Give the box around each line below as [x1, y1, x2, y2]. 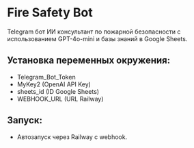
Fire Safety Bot [7, 5, 94, 21]
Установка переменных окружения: [7, 55, 171, 66]
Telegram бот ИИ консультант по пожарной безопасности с [7, 27, 181, 36]
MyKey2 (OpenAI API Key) [16, 80, 91, 88]
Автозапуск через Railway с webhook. [16, 132, 128, 141]
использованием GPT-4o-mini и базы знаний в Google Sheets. [7, 34, 188, 42]
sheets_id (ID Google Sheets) [16, 87, 100, 95]
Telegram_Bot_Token [16, 73, 77, 81]
